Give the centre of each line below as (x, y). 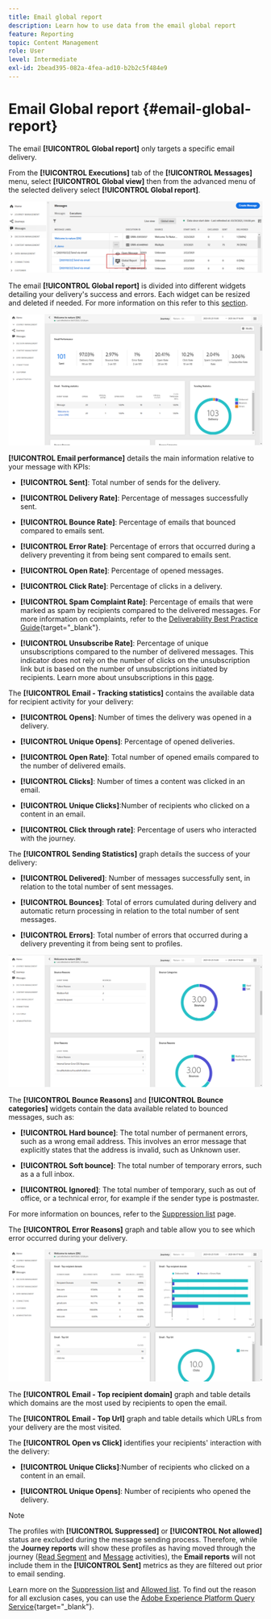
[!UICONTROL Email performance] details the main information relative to (131, 458)
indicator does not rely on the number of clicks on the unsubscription (135, 660)
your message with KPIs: (50, 466)
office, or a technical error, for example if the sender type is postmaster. (140, 1199)
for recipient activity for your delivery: (71, 701)
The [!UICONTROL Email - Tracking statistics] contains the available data (131, 693)
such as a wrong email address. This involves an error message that (133, 1141)
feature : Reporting (41, 34)
